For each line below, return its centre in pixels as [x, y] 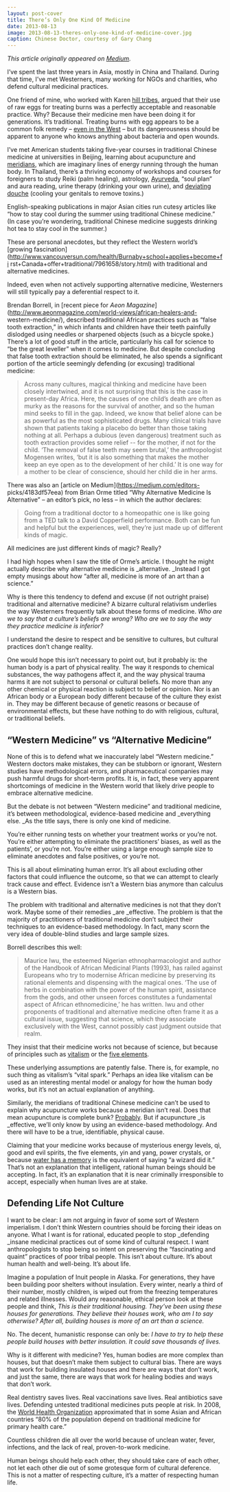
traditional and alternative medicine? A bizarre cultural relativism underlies [112, 604]
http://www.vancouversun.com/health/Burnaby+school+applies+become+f [116, 257]
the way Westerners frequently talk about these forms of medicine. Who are [115, 612]
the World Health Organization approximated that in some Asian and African [114, 1412]
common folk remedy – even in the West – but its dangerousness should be [113, 129]
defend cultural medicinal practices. [58, 87]
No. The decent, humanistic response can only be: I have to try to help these [115, 1334]
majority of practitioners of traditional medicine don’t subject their [100, 919]
